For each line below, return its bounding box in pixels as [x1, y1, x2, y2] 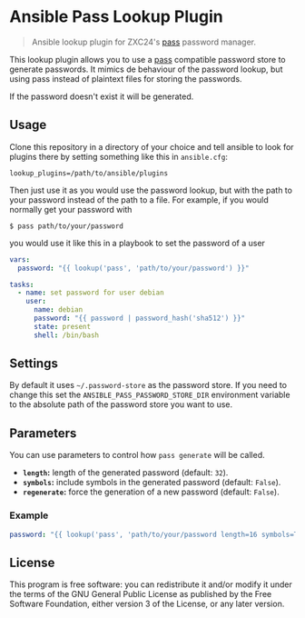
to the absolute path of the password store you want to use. [9, 399, 233, 410]
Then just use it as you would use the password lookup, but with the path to [9, 184, 293, 195]
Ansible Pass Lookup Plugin [9, 6, 224, 27]
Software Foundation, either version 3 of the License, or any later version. [9, 598, 285, 610]
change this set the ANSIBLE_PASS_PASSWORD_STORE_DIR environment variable [9, 389, 290, 401]
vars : [9, 254, 30, 264]
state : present [33, 322, 92, 331]
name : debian [33, 305, 84, 314]
